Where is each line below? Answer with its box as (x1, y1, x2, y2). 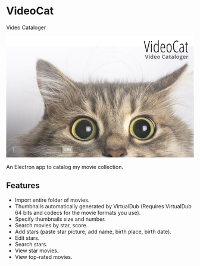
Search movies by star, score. (14, 221, 88, 229)
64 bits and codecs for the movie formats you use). (14, 209, 141, 216)
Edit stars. (14, 234, 40, 242)
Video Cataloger (6, 24, 46, 31)
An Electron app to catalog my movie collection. (6, 163, 124, 170)
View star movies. (14, 247, 59, 254)
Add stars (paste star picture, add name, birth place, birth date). (14, 228, 171, 235)
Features (6, 180, 40, 191)
